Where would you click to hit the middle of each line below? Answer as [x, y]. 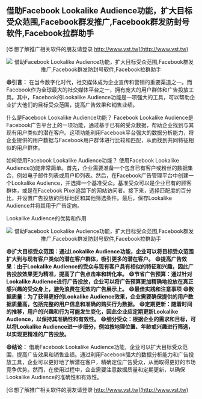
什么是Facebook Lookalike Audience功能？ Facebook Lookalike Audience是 [100, 117]
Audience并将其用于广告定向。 [44, 205]
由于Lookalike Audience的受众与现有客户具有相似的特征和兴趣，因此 [102, 266]
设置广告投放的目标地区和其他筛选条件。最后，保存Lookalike [97, 198]
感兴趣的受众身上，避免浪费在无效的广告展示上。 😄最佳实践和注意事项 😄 [98, 289]
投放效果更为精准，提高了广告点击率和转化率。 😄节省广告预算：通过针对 [102, 274]
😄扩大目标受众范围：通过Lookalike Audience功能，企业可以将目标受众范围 [100, 251]
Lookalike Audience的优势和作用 [46, 218]
